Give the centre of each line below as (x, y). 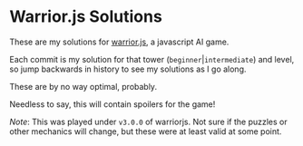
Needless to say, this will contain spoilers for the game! (112, 104)
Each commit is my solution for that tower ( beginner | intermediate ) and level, (152, 59)
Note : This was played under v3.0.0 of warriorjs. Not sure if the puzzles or (148, 122)
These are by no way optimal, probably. (83, 86)
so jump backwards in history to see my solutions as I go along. (128, 69)
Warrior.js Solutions (86, 17)
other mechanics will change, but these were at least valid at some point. (146, 131)
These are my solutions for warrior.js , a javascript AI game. (119, 42)
